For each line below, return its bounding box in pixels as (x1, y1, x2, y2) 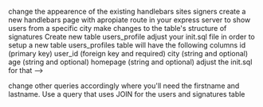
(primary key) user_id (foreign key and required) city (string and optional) (8, 49, 249, 58)
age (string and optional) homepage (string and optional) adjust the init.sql (8, 57, 253, 67)
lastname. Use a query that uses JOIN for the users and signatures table (8, 90, 245, 98)
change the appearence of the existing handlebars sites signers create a (8, 7, 246, 16)
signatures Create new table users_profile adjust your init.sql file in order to (8, 32, 255, 41)
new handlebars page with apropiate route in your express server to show (8, 15, 251, 25)
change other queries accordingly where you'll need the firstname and (8, 81, 240, 90)
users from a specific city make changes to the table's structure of (8, 24, 227, 32)
